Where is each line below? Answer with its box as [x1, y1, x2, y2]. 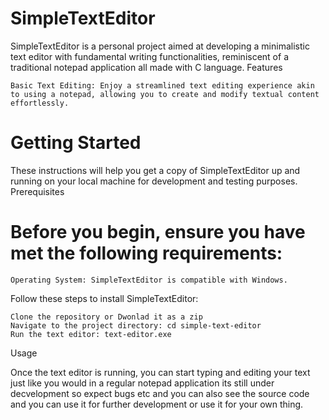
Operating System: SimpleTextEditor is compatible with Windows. [10, 275, 288, 285]
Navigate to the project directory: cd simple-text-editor [10, 320, 262, 331]
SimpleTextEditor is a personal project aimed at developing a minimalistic [10, 40, 310, 52]
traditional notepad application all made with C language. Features [10, 61, 283, 73]
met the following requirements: [10, 242, 283, 265]
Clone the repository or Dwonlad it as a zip [10, 312, 203, 322]
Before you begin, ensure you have [10, 221, 306, 244]
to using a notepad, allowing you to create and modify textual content [10, 89, 320, 99]
